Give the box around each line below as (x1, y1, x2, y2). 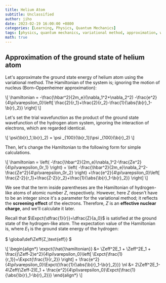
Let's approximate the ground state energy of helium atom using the (5, 74, 144, 80)
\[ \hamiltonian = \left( (5, 159, 50, 165)
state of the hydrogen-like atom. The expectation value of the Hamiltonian (5, 220, 156, 226)
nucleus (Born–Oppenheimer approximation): (5, 85, 97, 91)
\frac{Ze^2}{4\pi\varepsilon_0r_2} (5, 170, 74, 175)
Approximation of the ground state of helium (5, 53, 145, 62)
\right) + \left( (49, 164, 78, 170)
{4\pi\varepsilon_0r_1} (5, 164, 49, 170)
